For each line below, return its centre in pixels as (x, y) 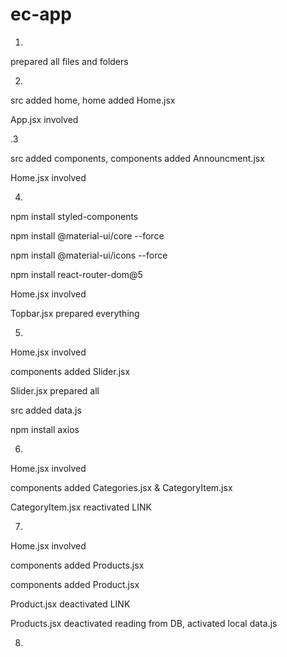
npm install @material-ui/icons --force (89, 255)
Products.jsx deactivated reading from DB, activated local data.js (144, 623)
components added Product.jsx (75, 584)
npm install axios (45, 429)
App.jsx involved (44, 119)
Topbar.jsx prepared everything (75, 313)
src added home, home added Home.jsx (93, 100)
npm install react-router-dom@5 (76, 274)
